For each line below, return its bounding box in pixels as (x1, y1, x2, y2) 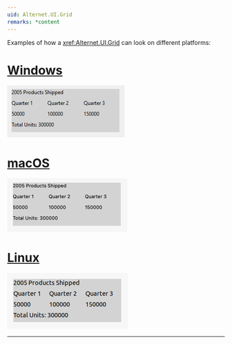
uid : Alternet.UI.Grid (7, 11, 72, 18)
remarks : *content (7, 18, 60, 26)
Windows (7, 62, 63, 78)
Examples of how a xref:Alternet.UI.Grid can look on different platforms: (7, 38, 211, 46)
